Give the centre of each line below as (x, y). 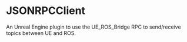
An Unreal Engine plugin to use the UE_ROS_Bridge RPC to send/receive (93, 27)
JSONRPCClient (46, 11)
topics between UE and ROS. (41, 33)
